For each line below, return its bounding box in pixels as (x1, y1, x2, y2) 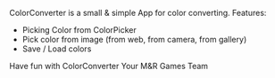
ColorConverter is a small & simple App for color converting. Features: (9, 8, 267, 18)
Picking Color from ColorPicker (21, 25, 137, 35)
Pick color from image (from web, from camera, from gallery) (21, 35, 247, 44)
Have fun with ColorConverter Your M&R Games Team (9, 61, 208, 71)
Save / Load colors (21, 43, 92, 54)
